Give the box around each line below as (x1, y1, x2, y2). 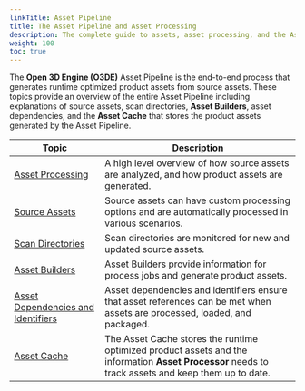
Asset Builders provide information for (103, 258, 267, 270)
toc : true (9, 47, 47, 56)
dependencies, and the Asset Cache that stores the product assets (9, 111, 261, 122)
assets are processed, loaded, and (103, 307, 251, 319)
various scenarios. (103, 217, 183, 230)
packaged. (103, 318, 150, 331)
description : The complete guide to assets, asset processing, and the (9, 30, 286, 39)
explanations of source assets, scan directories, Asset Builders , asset (9, 101, 272, 112)
